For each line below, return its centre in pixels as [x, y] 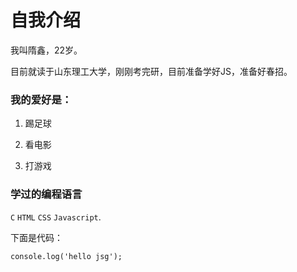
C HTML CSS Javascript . [56, 217]
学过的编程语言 [46, 194]
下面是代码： [36, 237]
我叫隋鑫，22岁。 [46, 50]
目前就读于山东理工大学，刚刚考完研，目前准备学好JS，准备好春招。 [151, 71]
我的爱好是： [41, 99]
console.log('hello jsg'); [66, 256]
